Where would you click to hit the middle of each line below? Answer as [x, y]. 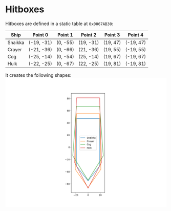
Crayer [15, 49]
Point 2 [89, 35]
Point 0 [40, 35]
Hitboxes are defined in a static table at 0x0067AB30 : [59, 24]
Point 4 [136, 35]
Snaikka [16, 43]
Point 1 [65, 35]
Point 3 [112, 35]
